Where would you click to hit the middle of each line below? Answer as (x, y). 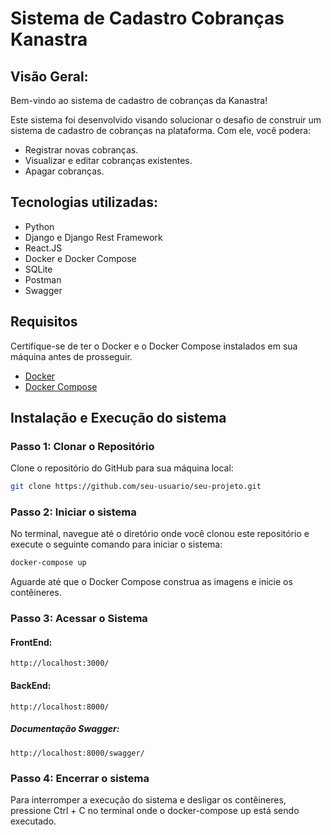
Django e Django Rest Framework (93, 237)
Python (39, 226)
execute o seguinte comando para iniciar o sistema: (116, 544)
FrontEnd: (31, 642)
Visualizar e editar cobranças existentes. (108, 160)
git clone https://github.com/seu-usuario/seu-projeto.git (136, 487)
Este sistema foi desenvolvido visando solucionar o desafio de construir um (166, 120)
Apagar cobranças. (64, 171)
